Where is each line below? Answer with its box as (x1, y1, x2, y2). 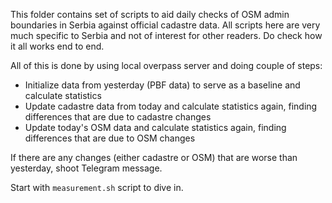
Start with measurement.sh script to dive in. (10, 182, 184, 193)
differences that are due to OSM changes (24, 132, 196, 144)
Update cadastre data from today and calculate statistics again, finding (24, 100, 318, 112)
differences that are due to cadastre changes (24, 111, 212, 123)
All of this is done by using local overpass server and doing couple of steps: (10, 60, 323, 71)
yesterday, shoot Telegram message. (10, 162, 163, 174)
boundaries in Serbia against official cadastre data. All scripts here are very (10, 19, 321, 31)
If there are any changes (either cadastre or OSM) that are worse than (10, 152, 298, 163)
